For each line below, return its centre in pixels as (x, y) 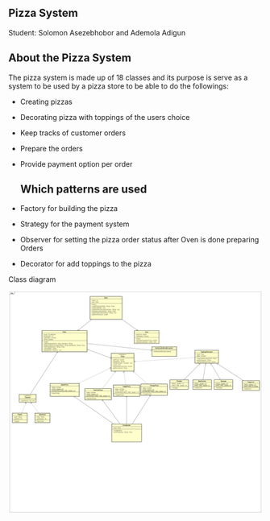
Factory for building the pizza (69, 209)
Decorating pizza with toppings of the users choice (105, 117)
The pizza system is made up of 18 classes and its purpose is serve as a (128, 77)
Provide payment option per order (76, 163)
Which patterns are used (83, 190)
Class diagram (32, 279)
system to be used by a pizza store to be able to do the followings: (118, 86)
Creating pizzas (46, 101)
